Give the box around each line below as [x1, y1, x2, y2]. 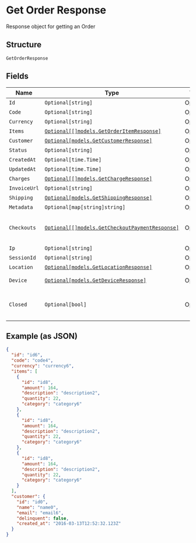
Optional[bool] [44, 301, 87, 308]
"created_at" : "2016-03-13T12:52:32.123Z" [16, 521, 121, 527]
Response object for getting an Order [6, 23, 96, 30]
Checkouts [9, 224, 36, 231]
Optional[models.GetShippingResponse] [44, 194, 153, 201]
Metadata [9, 204, 33, 211]
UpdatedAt [9, 166, 36, 173]
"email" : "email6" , [16, 510, 64, 515]
